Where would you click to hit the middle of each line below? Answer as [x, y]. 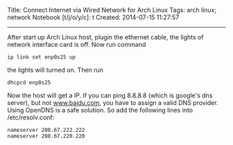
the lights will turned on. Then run [55, 70]
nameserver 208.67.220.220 [46, 136]
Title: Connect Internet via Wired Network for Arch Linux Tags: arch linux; [112, 10]
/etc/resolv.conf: [31, 117]
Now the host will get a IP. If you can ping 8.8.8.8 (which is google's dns [110, 95]
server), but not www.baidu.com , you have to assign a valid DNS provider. [113, 103]
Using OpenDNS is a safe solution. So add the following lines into [100, 110]
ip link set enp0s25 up [42, 57]
